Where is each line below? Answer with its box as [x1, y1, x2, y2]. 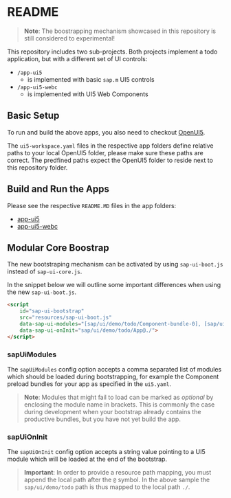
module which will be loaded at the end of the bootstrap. [7, 455, 167, 464]
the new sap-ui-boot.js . [7, 288, 77, 296]
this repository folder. [7, 163, 68, 172]
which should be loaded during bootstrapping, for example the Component [7, 372, 219, 381]
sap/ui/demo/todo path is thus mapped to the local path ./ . [23, 483, 190, 491]
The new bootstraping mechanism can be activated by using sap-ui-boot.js [7, 260, 223, 269]
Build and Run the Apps [7, 183, 110, 195]
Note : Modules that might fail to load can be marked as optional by [23, 393, 214, 401]
